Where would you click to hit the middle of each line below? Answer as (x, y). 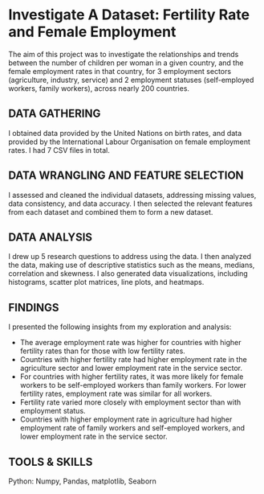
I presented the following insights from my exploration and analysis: (120, 327)
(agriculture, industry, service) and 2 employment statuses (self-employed (131, 80)
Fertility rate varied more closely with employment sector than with (130, 402)
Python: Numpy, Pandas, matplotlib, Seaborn (82, 481)
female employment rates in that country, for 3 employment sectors (120, 71)
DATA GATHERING (55, 114)
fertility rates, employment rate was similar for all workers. (116, 394)
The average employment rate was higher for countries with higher (131, 343)
